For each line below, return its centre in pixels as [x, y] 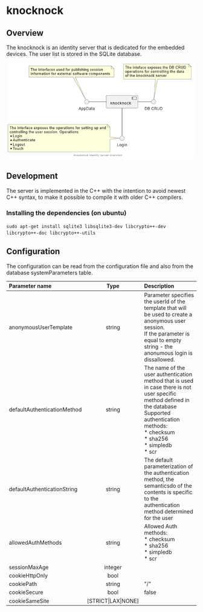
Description [159, 286]
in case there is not [168, 387]
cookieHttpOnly [28, 575]
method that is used [169, 380]
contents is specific [168, 493]
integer [113, 567]
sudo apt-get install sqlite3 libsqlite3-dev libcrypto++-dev [86, 226]
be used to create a [168, 314]
